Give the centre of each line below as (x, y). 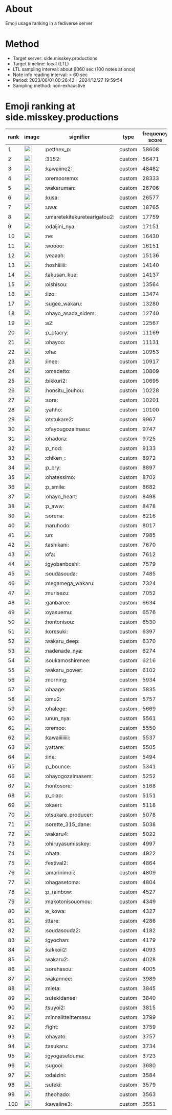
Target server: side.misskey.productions (55, 58)
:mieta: (52, 988)
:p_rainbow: (58, 892)
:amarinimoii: (60, 872)
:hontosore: (58, 786)
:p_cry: (52, 467)
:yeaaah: (55, 255)
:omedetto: (57, 371)
